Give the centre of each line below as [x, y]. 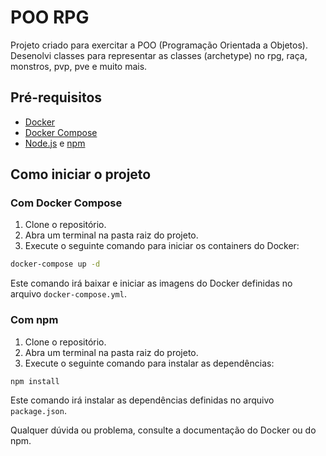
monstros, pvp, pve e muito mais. [79, 66]
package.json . [38, 411]
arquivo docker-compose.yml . [68, 294]
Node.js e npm [55, 143]
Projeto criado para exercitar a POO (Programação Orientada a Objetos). [159, 45]
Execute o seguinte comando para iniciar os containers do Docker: [162, 246]
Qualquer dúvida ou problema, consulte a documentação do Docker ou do [163, 430]
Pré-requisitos [56, 97]
